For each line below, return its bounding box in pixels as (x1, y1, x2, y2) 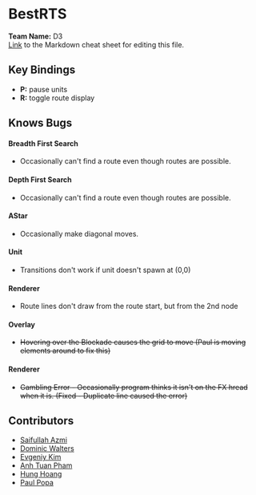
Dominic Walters (19, 444, 74, 453)
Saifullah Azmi (19, 435, 68, 445)
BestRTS (8, 5, 67, 23)
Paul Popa (19, 478, 54, 488)
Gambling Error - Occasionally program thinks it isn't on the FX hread (19, 382, 248, 392)
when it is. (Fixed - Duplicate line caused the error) (19, 391, 188, 400)
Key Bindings (8, 63, 76, 77)
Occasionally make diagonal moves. (19, 229, 138, 238)
